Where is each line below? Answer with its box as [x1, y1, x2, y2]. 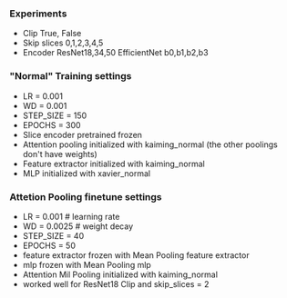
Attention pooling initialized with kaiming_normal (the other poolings [22, 139, 278, 150]
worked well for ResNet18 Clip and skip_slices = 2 [22, 278, 210, 289]
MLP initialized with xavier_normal [22, 167, 151, 179]
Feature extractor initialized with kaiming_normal [22, 158, 205, 169]
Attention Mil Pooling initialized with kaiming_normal [22, 269, 219, 280]
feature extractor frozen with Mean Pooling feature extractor [22, 249, 250, 261]
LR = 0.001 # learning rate [22, 211, 120, 222]
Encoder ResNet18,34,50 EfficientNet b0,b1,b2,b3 [22, 47, 209, 58]
